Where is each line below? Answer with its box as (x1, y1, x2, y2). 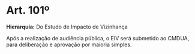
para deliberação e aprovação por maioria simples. (6, 41, 132, 48)
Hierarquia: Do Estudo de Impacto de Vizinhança (6, 23, 128, 30)
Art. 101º (6, 4, 50, 17)
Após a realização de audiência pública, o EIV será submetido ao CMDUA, (6, 34, 190, 42)
